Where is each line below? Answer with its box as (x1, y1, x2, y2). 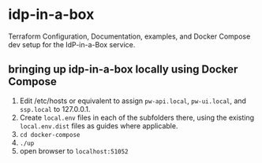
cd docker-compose (19, 131, 80, 139)
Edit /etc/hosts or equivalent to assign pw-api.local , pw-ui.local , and (19, 96, 247, 106)
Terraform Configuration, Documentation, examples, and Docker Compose (8, 31, 251, 41)
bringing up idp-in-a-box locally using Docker (8, 63, 238, 76)
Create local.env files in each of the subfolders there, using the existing (19, 113, 255, 122)
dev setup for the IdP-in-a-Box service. (8, 39, 136, 49)
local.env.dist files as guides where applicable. (19, 120, 178, 131)
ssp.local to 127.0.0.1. (19, 104, 91, 113)
